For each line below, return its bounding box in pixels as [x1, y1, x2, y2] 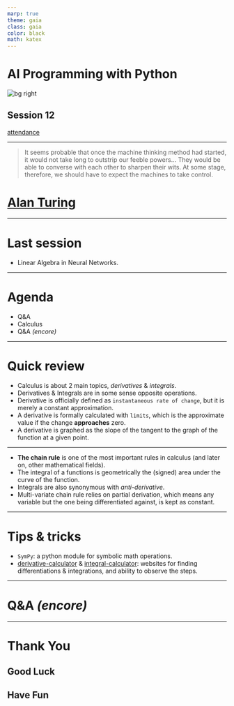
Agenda [7, 289, 54, 305]
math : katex [7, 36, 42, 43]
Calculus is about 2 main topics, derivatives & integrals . [17, 381, 177, 389]
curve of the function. [17, 475, 80, 483]
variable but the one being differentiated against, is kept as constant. [17, 497, 215, 506]
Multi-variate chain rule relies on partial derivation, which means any [17, 490, 214, 499]
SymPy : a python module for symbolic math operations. [17, 552, 173, 560]
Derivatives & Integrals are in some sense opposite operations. [17, 389, 197, 397]
